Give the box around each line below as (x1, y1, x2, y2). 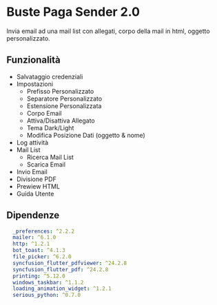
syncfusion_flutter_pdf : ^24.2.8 (12, 266, 109, 273)
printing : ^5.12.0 (12, 273, 66, 280)
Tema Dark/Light (26, 123, 74, 132)
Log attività (16, 138, 49, 147)
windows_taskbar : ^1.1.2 (12, 279, 84, 286)
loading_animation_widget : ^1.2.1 (12, 285, 112, 293)
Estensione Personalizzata (26, 101, 102, 110)
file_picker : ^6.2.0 (12, 253, 72, 260)
